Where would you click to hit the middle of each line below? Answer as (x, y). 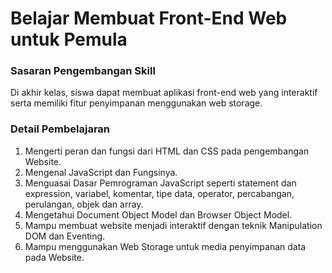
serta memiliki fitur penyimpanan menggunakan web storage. (136, 103)
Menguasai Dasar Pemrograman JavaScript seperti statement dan (160, 183)
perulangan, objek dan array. (84, 204)
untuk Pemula (69, 39)
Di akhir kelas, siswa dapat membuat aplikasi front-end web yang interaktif (164, 93)
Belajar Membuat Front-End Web (149, 18)
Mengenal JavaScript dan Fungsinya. (101, 172)
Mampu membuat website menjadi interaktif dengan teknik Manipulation (173, 225)
